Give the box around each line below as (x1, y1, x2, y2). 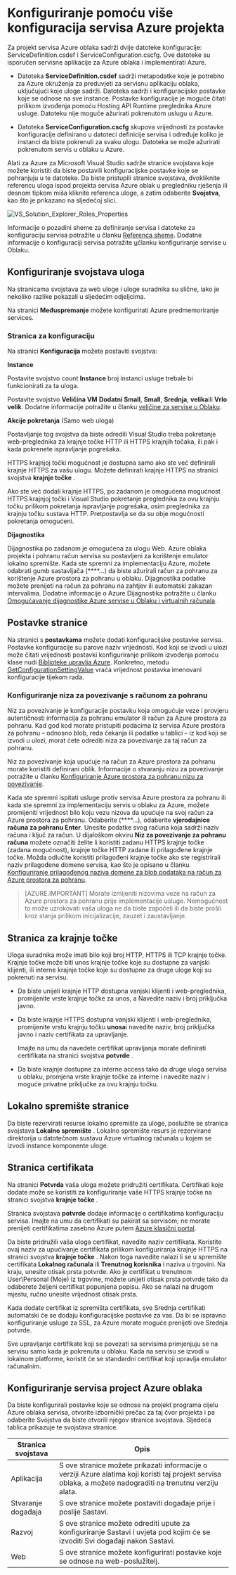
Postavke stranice (7, 617, 88, 629)
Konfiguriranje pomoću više (7, 5, 173, 21)
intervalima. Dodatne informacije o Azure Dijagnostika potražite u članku (7, 589, 216, 598)
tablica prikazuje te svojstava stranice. (7, 1423, 118, 1432)
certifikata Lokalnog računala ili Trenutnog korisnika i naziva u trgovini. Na (7, 1260, 226, 1268)
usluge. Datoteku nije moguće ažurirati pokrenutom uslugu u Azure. (17, 109, 214, 117)
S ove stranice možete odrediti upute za (59, 1519, 190, 1529)
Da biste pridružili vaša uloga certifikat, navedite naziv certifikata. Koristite (7, 1237, 223, 1246)
